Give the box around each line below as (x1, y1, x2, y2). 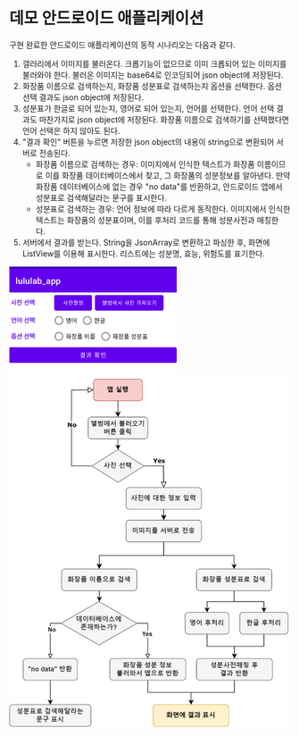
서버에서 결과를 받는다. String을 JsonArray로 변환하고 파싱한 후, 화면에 (21, 237, 270, 247)
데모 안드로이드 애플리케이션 (9, 8, 204, 29)
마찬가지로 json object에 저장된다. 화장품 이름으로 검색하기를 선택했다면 (38, 113, 290, 125)
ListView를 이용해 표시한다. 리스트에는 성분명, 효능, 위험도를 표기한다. (21, 247, 265, 259)
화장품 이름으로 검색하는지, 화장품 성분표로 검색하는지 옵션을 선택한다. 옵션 (21, 80, 283, 91)
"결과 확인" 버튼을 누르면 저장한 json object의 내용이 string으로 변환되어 (21, 136, 275, 147)
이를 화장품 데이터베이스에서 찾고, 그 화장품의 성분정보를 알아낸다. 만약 (45, 170, 291, 180)
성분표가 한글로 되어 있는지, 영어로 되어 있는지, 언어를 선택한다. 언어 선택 (21, 103, 275, 113)
